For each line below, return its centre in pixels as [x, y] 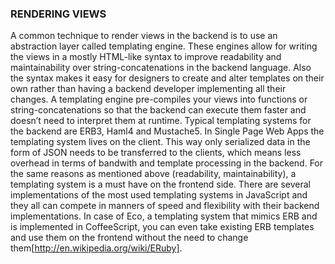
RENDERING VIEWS [58, 14]
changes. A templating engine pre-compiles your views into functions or [159, 99]
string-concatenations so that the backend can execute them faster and [158, 110]
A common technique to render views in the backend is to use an [144, 36]
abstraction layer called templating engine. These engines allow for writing [164, 46]
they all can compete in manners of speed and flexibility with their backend [165, 206]
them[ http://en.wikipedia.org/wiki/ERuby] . [96, 248]
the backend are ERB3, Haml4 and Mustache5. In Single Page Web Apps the [167, 131]
